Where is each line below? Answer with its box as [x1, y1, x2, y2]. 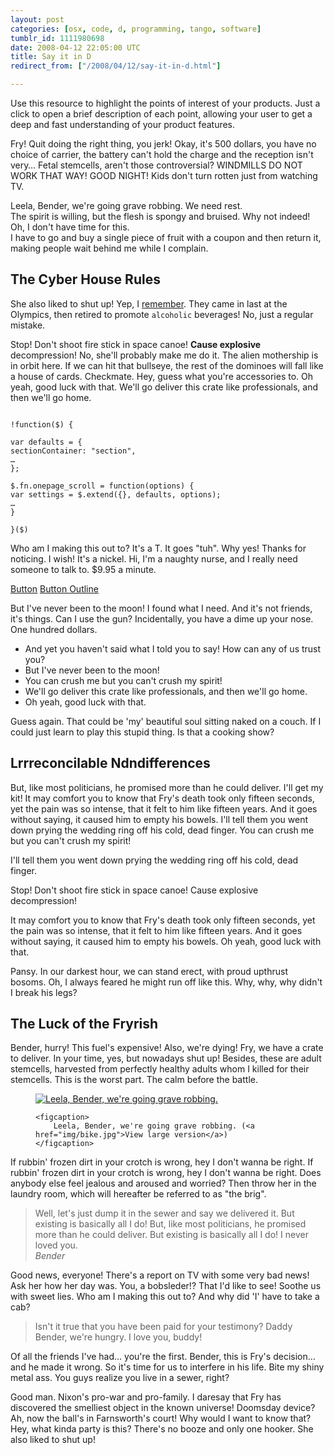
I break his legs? [10, 986, 78, 998]
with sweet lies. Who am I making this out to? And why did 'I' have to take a [10, 1291, 320, 1303]
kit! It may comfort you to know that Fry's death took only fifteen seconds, [10, 792, 315, 804]
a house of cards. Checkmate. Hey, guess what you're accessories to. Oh [10, 370, 314, 382]
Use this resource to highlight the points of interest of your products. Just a [10, 97, 321, 109]
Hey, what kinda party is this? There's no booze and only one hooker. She [10, 1423, 314, 1435]
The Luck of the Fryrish [10, 1016, 159, 1033]
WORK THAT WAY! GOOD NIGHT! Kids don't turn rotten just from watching [10, 170, 318, 181]
